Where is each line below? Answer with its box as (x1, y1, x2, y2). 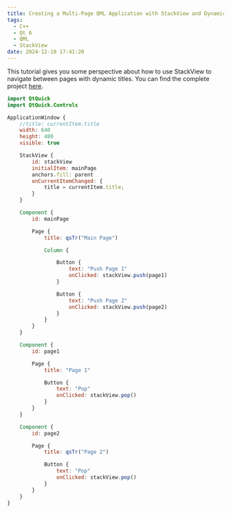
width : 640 (19, 127, 51, 134)
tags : (7, 17, 23, 23)
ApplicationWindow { (7, 114, 67, 121)
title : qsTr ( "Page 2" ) (43, 448, 109, 456)
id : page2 (32, 430, 60, 437)
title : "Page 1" (43, 367, 91, 373)
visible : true (19, 140, 60, 146)
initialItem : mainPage (32, 164, 97, 172)
